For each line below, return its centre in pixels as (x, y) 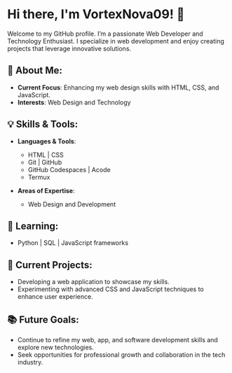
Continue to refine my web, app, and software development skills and (118, 340)
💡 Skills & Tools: (43, 124)
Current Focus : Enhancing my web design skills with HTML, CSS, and (118, 87)
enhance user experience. (55, 297)
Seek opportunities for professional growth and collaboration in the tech (121, 355)
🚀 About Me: (35, 70)
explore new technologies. (56, 347)
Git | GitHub (45, 162)
